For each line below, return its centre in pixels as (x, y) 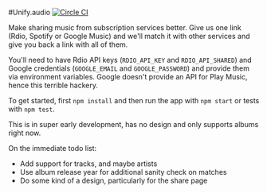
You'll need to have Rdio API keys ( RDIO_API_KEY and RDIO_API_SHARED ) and (130, 60)
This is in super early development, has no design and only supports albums (133, 124)
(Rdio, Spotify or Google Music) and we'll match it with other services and (129, 36)
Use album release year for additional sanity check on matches (123, 172)
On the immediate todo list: (53, 148)
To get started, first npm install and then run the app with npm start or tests (134, 100)
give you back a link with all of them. (68, 44)
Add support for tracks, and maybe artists (88, 164)
